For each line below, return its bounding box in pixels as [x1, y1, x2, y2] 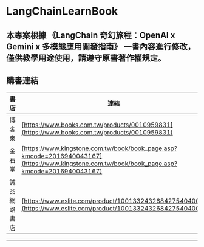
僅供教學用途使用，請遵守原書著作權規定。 [6, 53, 166, 63]
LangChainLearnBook [6, 4, 118, 18]
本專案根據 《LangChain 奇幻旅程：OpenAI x [6, 30, 175, 40]
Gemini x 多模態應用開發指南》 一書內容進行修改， [6, 41, 195, 52]
